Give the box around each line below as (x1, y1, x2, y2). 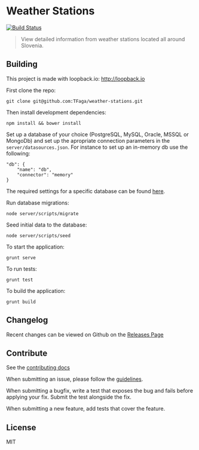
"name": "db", (17, 166, 52, 173)
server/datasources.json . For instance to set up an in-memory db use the (6, 143, 188, 151)
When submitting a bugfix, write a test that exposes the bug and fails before (6, 387, 193, 394)
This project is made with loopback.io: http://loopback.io (6, 75, 145, 82)
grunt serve (6, 255, 36, 261)
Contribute (6, 348, 48, 358)
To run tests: (6, 265, 37, 273)
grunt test (6, 277, 33, 283)
